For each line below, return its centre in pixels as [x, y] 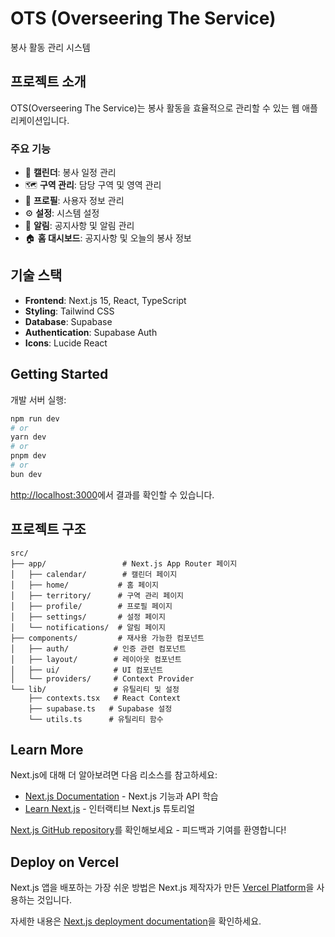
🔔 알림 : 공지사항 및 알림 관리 [79, 226]
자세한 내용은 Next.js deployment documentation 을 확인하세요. [136, 921]
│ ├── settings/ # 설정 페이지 [88, 617]
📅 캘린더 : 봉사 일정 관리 [70, 173]
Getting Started [59, 374]
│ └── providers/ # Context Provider [102, 678]
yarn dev [28, 437]
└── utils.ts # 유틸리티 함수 [96, 719]
